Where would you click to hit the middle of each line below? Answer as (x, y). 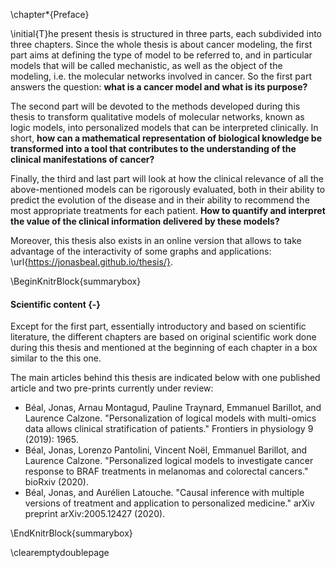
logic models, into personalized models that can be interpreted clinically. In (164, 127)
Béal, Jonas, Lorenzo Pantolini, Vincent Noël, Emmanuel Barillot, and (166, 450)
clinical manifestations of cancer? (82, 159)
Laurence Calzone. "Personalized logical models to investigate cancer (169, 461)
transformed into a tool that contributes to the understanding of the (153, 148)
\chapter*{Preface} (50, 14)
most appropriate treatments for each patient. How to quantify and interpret (168, 210)
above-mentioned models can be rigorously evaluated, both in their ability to (168, 189)
